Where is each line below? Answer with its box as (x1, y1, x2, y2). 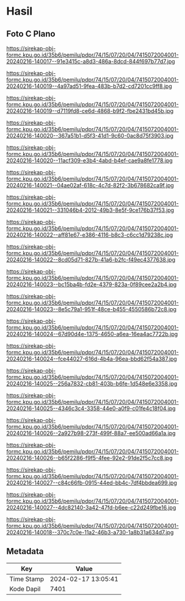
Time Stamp (9, 575, 45, 583)
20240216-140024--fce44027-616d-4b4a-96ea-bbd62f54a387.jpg (6, 355, 177, 362)
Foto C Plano (6, 29, 56, 39)
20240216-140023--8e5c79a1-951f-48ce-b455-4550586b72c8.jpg (6, 306, 177, 312)
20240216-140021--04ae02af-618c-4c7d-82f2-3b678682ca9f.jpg (6, 182, 174, 189)
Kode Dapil (9, 585, 41, 593)
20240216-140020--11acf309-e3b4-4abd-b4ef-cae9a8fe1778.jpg (6, 157, 173, 164)
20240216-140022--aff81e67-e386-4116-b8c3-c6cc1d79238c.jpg (6, 231, 173, 239)
